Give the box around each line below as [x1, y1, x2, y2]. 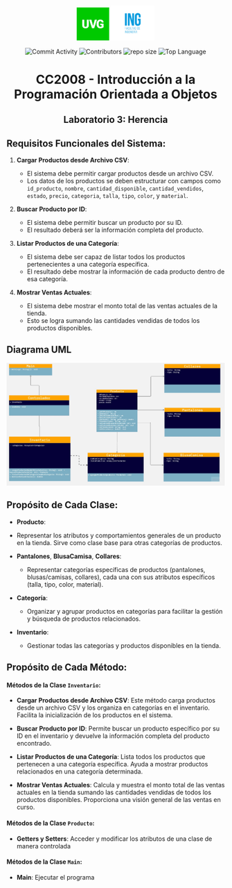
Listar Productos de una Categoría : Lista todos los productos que [16, 753, 206, 761]
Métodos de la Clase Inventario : [6, 680, 101, 689]
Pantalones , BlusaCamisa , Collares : [16, 552, 122, 560]
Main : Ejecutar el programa [16, 873, 95, 881]
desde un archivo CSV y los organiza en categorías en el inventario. [16, 703, 211, 712]
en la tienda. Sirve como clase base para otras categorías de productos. [16, 538, 222, 546]
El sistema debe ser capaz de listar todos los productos [26, 252, 186, 261]
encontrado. [16, 739, 52, 748]
